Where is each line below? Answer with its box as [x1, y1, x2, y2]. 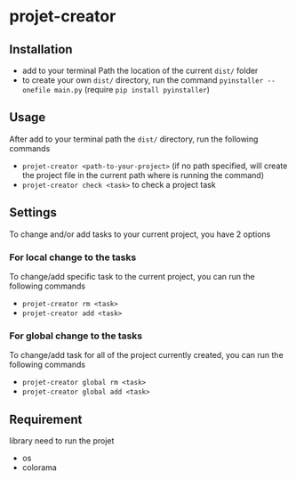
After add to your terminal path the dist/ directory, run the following [9, 134, 259, 144]
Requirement [9, 411, 83, 427]
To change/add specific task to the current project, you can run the [9, 271, 255, 281]
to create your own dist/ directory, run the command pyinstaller [21, 75, 264, 85]
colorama [21, 462, 58, 473]
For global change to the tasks [9, 329, 143, 342]
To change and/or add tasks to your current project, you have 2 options [9, 229, 271, 240]
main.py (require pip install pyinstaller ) [54, 85, 211, 94]
